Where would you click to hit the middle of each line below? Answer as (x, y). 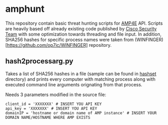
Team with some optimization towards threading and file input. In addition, (83, 34)
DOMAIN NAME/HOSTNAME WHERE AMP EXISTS (48, 117)
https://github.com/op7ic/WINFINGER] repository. (59, 45)
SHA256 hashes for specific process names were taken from (70, 40)
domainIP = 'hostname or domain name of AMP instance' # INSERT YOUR (81, 113)
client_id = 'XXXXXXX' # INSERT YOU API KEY (54, 104)
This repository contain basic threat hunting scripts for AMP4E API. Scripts (84, 23)
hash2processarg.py (39, 61)
